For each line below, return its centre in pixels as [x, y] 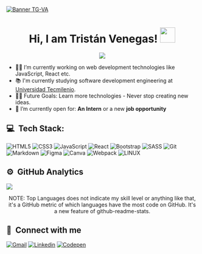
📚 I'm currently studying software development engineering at [94, 80]
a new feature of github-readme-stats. [102, 211]
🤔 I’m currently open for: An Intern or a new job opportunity [91, 108]
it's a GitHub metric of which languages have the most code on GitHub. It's [102, 205]
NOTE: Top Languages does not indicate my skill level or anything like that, [102, 198]
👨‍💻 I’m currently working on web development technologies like [95, 67]
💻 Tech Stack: [36, 129]
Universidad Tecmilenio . [45, 89]
